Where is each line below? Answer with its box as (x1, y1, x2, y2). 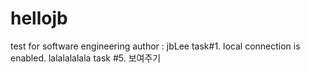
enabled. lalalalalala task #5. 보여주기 (10, 52, 162, 64)
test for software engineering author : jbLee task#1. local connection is (10, 40, 301, 52)
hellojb (10, 7, 68, 30)
